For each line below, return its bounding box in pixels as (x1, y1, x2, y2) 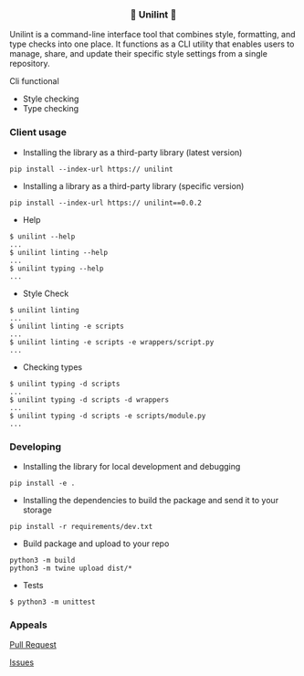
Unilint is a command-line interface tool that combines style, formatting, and (9, 29, 296, 40)
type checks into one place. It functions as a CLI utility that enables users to (9, 38, 295, 49)
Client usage (9, 126, 67, 139)
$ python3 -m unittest (9, 597, 96, 607)
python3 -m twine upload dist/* (9, 564, 132, 573)
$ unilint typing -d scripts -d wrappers (9, 395, 170, 405)
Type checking (22, 103, 79, 114)
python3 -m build (9, 555, 76, 565)
